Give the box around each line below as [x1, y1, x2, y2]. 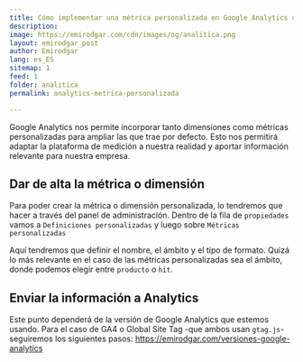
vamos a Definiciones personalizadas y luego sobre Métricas [9, 219, 241, 230]
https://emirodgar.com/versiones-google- [134, 333, 290, 344]
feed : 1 [9, 72, 39, 81]
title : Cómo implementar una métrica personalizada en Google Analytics [9, 13, 289, 23]
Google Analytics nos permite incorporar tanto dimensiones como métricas [9, 121, 289, 132]
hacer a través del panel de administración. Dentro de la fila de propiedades [9, 209, 289, 221]
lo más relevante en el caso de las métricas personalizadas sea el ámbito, [9, 255, 283, 265]
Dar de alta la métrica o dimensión [9, 176, 205, 191]
